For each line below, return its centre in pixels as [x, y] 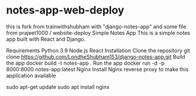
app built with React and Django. [46, 39]
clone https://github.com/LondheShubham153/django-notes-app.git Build [96, 57]
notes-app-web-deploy [65, 10]
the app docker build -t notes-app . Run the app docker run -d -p [85, 63]
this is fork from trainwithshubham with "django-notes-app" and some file [96, 27]
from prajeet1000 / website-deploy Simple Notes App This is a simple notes [98, 32]
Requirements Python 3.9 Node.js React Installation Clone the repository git [98, 50]
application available [31, 75]
